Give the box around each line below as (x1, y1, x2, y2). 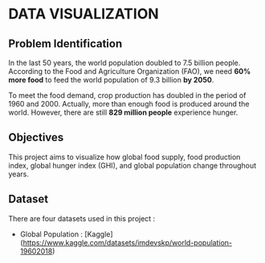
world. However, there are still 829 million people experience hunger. (8, 107, 238, 117)
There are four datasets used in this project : (8, 213, 156, 223)
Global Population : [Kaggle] (19, 229, 114, 239)
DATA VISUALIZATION (8, 5, 159, 23)
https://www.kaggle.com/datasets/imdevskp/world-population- (22, 237, 233, 247)
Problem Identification (8, 37, 123, 51)
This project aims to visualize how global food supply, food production (8, 152, 241, 161)
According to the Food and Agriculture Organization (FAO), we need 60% (8, 67, 251, 76)
